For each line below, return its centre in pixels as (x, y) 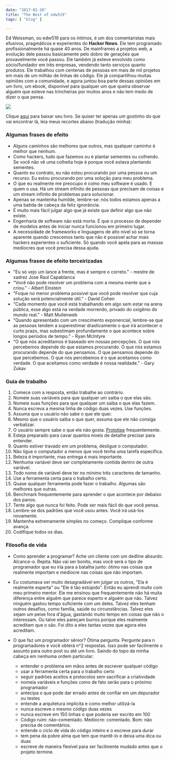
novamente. (25, 516)
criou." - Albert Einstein (37, 288)
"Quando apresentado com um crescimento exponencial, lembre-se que (88, 320)
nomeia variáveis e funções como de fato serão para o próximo (86, 682)
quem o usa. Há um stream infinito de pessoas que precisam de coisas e (88, 189)
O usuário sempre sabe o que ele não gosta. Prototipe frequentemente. (87, 430)
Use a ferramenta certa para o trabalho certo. (60, 478)
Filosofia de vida (26, 545)
